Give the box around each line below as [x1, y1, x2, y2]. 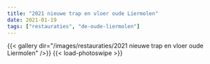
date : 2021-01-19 [7, 17, 57, 23]
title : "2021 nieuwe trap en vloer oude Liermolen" [7, 10, 158, 17]
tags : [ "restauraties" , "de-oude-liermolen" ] [7, 23, 140, 30]
